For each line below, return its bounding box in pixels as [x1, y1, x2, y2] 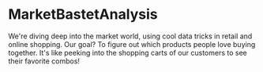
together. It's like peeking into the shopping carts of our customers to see [8, 48, 247, 57]
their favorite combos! [8, 56, 81, 66]
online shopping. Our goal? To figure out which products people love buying [8, 39, 256, 49]
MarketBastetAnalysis [8, 5, 158, 23]
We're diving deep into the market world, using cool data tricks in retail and [8, 31, 253, 41]
